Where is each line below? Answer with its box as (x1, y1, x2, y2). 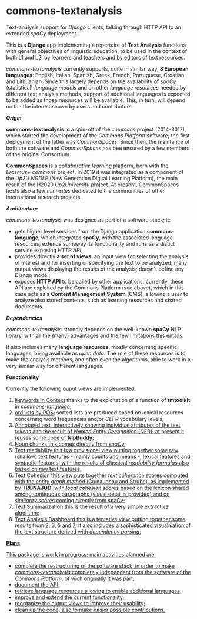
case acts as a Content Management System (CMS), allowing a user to (14, 290, 189, 297)
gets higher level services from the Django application (14, 228, 146, 235)
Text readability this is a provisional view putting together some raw (14, 446, 179, 453)
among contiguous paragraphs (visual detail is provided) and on (14, 490, 170, 498)
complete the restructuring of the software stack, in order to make (14, 562, 175, 569)
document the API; (14, 581, 60, 588)
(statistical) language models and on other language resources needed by (6, 84, 186, 91)
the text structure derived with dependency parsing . (14, 528, 141, 535)
